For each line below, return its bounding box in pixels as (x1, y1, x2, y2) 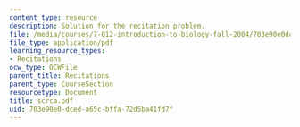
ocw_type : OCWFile (9, 63, 78, 72)
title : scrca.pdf (9, 96, 74, 106)
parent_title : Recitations (9, 72, 110, 80)
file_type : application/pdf (9, 38, 114, 47)
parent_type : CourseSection (9, 80, 114, 89)
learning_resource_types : (9, 47, 105, 55)
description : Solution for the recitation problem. (9, 21, 205, 30)
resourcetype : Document (9, 88, 98, 97)
